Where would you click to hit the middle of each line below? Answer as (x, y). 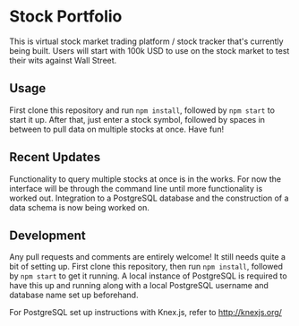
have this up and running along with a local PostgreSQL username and (139, 286)
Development (48, 235)
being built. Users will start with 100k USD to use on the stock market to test (149, 50)
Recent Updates (55, 157)
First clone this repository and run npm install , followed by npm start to (142, 110)
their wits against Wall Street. (63, 60)
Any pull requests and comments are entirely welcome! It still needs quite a (148, 257)
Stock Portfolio (66, 17)
